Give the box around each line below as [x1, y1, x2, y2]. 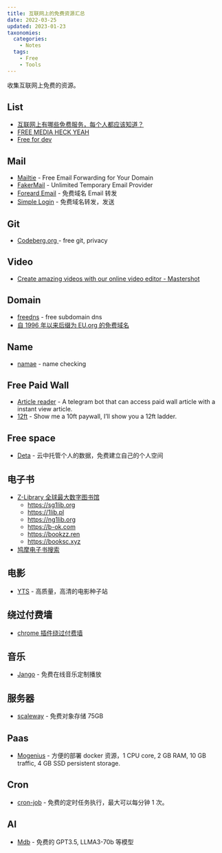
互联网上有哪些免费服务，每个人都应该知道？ [16, 120, 144, 129]
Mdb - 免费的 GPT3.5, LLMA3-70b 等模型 [16, 837, 134, 846]
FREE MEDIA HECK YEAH [16, 128, 89, 136]
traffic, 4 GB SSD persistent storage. [16, 759, 120, 767]
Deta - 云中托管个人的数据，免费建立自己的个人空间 [16, 451, 164, 460]
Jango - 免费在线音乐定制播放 [16, 670, 102, 678]
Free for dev [16, 136, 52, 144]
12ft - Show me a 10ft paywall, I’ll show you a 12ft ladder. [16, 412, 177, 420]
